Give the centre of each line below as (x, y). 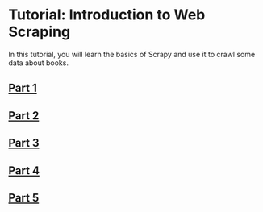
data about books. (38, 63)
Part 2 (24, 116)
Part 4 (24, 170)
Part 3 (24, 143)
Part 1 (23, 88)
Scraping (40, 32)
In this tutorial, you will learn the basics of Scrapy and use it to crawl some (132, 54)
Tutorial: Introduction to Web (107, 15)
